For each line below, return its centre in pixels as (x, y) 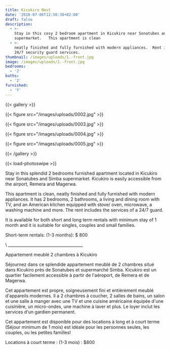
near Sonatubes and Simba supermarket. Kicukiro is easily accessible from (83, 178)
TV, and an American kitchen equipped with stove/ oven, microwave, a (79, 204)
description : (19, 24)
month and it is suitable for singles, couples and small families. (70, 225)
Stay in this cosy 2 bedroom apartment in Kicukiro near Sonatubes (87, 33)
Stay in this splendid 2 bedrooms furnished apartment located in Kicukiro (81, 173)
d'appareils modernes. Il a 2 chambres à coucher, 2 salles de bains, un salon (85, 296)
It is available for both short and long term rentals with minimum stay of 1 (81, 220)
